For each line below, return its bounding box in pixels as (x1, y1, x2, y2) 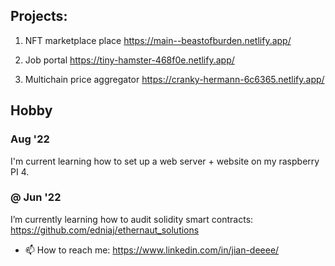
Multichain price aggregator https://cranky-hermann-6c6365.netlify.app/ (24, 73, 325, 85)
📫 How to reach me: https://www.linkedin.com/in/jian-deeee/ (24, 244, 280, 256)
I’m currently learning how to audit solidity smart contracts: (10, 213, 254, 225)
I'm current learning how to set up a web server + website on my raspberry (10, 155, 320, 167)
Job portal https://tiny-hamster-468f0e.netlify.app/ (24, 54, 235, 66)
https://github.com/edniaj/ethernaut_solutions (10, 224, 200, 236)
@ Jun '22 (10, 190, 62, 204)
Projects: (10, 8, 68, 25)
